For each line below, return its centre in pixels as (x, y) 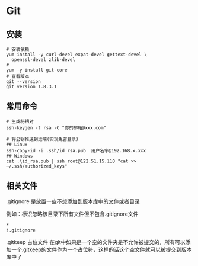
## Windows (20, 156)
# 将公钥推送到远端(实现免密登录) (42, 139)
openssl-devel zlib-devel (44, 60)
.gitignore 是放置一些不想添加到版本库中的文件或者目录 (73, 201)
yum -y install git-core (37, 70)
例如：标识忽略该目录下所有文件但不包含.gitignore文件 (72, 214)
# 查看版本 (18, 76)
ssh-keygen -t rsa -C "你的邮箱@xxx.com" (56, 128)
